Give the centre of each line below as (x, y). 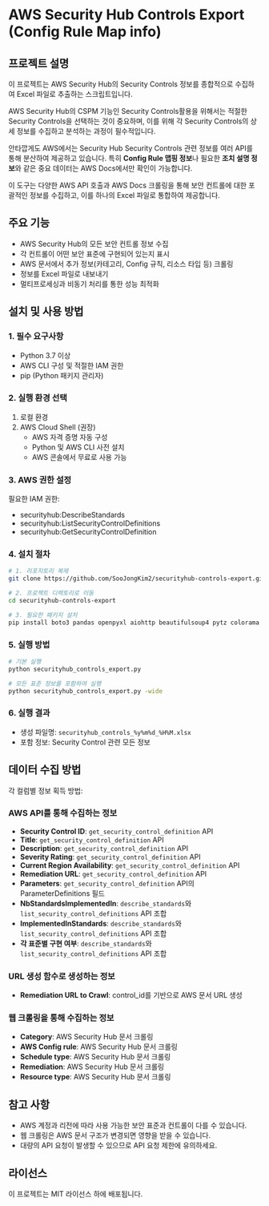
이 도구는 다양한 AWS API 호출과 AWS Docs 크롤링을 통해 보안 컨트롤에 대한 (127, 185)
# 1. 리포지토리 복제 (38, 571)
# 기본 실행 (25, 661)
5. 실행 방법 (29, 644)
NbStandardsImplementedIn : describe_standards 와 (106, 903)
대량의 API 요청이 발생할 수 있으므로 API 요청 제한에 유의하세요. (118, 1145)
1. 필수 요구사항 (36, 337)
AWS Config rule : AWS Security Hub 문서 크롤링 (98, 1047)
